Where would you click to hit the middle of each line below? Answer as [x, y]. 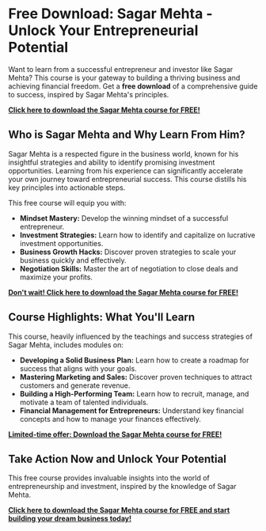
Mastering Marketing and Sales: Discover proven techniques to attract [136, 377]
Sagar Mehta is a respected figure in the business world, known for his [123, 154]
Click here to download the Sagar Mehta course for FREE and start [119, 510]
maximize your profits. [56, 277]
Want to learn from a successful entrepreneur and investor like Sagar [121, 69]
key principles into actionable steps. [67, 188]
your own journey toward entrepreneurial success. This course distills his [127, 179]
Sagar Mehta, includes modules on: [66, 344]
